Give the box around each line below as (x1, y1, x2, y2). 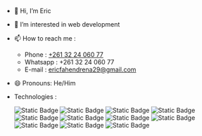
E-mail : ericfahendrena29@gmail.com (24, 65, 137, 74)
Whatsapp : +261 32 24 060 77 (24, 58, 115, 66)
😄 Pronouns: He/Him (13, 79, 76, 87)
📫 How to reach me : (13, 34, 76, 42)
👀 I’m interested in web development (13, 20, 120, 28)
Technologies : (13, 93, 58, 101)
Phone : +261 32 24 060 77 (24, 50, 104, 59)
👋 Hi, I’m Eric (13, 7, 51, 15)
